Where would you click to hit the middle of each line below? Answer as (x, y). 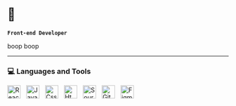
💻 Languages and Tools (49, 71)
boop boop (23, 46)
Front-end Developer (38, 33)
